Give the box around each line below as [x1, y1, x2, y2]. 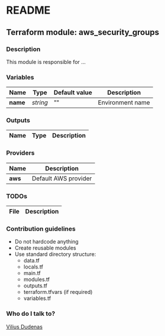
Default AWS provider [31, 174, 92, 183]
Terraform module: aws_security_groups [6, 27, 160, 37]
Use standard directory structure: [14, 251, 96, 258]
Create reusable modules [14, 244, 77, 252]
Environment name [98, 98, 150, 107]
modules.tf [23, 276, 50, 283]
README [6, 4, 51, 17]
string [31, 98, 48, 107]
